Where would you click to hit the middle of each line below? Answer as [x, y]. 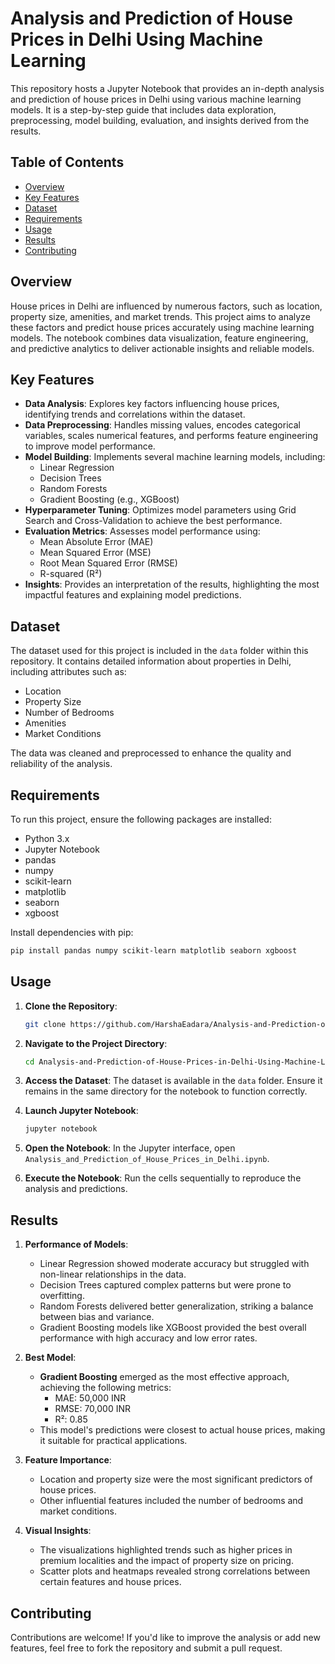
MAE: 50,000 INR [90, 1398]
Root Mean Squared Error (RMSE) [108, 563]
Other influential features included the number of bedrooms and [171, 1501]
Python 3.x [47, 838]
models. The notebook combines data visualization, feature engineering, [159, 338]
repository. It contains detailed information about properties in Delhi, [151, 661]
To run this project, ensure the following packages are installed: [141, 819]
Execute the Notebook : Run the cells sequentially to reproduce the [163, 1178]
